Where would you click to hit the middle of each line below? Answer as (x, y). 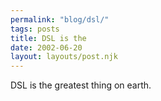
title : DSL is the (48, 38)
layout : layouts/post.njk (64, 57)
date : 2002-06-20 (46, 47)
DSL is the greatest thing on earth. (81, 85)
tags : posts (35, 29)
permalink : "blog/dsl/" (60, 19)
